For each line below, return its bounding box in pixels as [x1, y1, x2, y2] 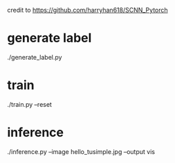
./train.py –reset [7, 100, 52, 108]
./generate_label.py [7, 53, 62, 61]
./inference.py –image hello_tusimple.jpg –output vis [7, 147, 156, 155]
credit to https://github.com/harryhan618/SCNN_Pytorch [7, 6, 168, 14]
